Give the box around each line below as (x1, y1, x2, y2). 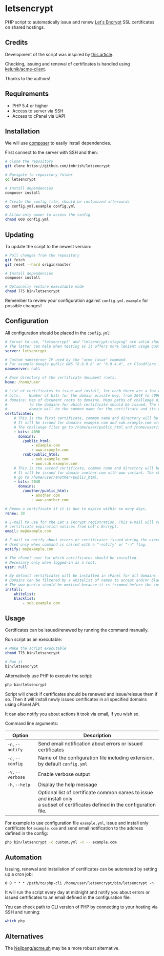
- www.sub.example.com (31, 461, 78, 466)
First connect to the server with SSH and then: (5, 149, 99, 155)
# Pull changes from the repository (5, 253, 80, 258)
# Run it (5, 659, 23, 664)
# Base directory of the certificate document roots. (5, 375, 117, 380)
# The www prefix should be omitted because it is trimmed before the (5, 582, 152, 588)
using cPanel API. (5, 701, 41, 707)
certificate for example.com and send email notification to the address (5, 825, 143, 831)
